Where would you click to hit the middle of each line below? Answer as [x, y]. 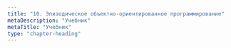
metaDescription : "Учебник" [49, 20]
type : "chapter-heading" [44, 34]
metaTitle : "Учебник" [40, 27]
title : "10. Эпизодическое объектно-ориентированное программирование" [116, 14]
